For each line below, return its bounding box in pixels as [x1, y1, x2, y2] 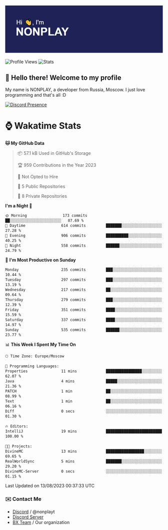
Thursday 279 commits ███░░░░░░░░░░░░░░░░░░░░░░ [5, 297, 162, 302]
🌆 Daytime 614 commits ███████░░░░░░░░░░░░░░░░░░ [5, 223, 162, 228]
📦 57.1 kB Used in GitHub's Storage [17, 150, 91, 156]
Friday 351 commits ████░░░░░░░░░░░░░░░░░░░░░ [5, 307, 162, 312]
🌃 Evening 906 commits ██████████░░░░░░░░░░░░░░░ [5, 233, 162, 238]
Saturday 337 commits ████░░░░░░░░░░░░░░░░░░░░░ [5, 317, 162, 322]
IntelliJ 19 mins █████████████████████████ [5, 429, 162, 434]
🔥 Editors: [5, 424, 28, 429]
